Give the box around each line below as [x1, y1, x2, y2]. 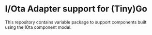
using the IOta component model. [5, 24, 72, 30]
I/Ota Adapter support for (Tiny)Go [5, 3, 148, 14]
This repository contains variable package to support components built [5, 19, 147, 25]
